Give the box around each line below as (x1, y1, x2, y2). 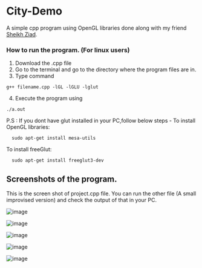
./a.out (6, 106, 26, 113)
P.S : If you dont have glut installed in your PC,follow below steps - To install (6, 117, 195, 125)
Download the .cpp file (15, 59, 72, 67)
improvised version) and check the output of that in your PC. (6, 197, 157, 204)
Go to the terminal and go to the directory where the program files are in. (15, 66, 197, 73)
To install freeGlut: (6, 146, 52, 153)
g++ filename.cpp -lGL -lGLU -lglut (6, 84, 99, 90)
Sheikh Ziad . (6, 30, 37, 38)
